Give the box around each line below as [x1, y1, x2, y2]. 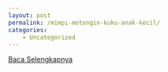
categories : [8, 26, 47, 34]
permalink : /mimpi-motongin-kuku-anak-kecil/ [8, 19, 160, 27]
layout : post [8, 11, 51, 20]
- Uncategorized [22, 33, 77, 41]
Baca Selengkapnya [8, 55, 73, 64]
